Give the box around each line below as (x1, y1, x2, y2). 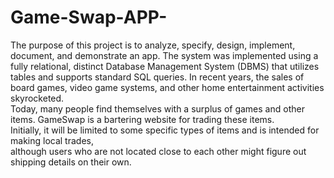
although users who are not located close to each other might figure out (10, 145, 307, 157)
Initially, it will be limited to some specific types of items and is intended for (10, 124, 320, 136)
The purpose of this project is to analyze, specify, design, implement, (10, 39, 296, 51)
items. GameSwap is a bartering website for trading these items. (10, 113, 275, 125)
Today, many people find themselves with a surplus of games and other (10, 102, 305, 115)
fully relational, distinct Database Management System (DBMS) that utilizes (10, 60, 320, 72)
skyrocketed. (10, 92, 65, 104)
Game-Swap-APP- (10, 6, 168, 29)
